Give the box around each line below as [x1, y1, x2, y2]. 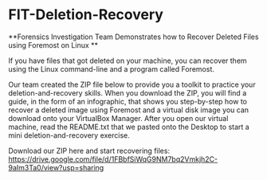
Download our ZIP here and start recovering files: [8, 146, 170, 155]
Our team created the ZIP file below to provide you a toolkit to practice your [8, 80, 257, 89]
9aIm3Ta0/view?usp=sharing [8, 162, 104, 172]
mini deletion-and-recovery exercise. [8, 130, 130, 140]
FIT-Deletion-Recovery [8, 6, 163, 24]
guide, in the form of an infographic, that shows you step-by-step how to [8, 96, 247, 106]
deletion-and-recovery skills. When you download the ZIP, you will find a [8, 88, 247, 97]
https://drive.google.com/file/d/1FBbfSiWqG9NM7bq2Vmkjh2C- [8, 154, 218, 164]
